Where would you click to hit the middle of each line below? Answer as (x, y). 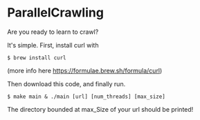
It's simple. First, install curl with (53, 45)
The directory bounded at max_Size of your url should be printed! (100, 109)
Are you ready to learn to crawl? (53, 32)
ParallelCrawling (55, 13)
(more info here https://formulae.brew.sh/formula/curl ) (85, 70)
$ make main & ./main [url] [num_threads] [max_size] (87, 97)
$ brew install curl (37, 58)
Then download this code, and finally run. (66, 83)
